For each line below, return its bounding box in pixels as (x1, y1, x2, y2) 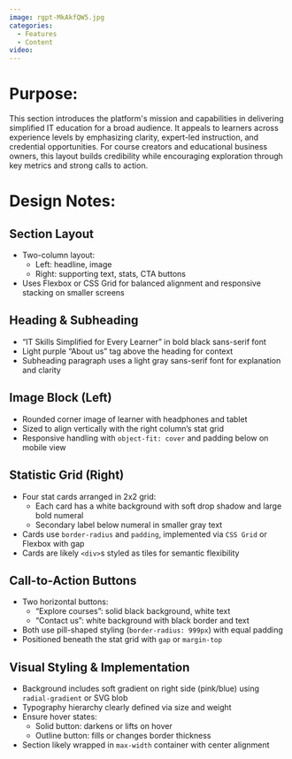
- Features (17, 29, 58, 38)
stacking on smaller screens (21, 287, 126, 298)
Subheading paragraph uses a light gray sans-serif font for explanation (21, 355, 281, 365)
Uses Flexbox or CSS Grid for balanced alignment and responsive (21, 278, 261, 288)
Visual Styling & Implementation (9, 660, 190, 675)
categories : (9, 21, 53, 30)
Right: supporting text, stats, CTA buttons (35, 269, 186, 280)
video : (9, 46, 34, 55)
